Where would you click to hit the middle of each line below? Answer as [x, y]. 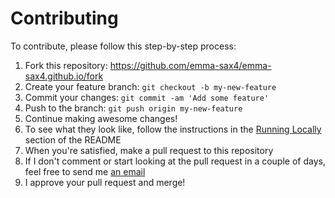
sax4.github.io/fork [64, 76]
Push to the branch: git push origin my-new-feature [133, 108]
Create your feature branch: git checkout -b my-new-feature [150, 86]
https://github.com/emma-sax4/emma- [190, 65]
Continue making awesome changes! [101, 118]
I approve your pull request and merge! [105, 182]
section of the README [73, 139]
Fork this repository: [66, 65]
